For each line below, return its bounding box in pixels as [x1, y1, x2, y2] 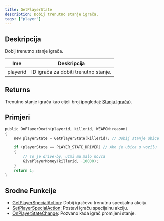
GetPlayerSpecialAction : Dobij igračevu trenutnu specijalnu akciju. [12, 200, 148, 206]
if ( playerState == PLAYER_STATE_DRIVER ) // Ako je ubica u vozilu [14, 145, 157, 150]
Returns [5, 85, 31, 94]
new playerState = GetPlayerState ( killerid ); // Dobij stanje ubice [14, 136, 159, 141]
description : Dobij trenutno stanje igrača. [5, 12, 99, 17]
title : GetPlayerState [5, 7, 52, 12]
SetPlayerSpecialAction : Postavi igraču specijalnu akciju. [12, 205, 128, 211]
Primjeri [5, 113, 30, 122]
